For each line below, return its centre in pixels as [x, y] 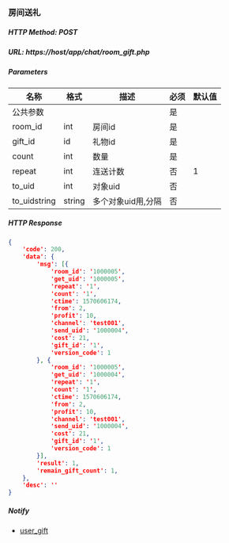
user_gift [34, 531]
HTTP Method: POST [43, 32]
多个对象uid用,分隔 [127, 201]
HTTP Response [35, 223]
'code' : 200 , [44, 250]
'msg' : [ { [53, 264]
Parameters [28, 72]
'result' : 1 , [58, 463]
